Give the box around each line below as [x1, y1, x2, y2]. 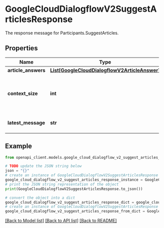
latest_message [7, 119, 45, 126]
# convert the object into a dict [5, 195, 76, 200]
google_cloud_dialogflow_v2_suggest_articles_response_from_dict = [5, 209, 145, 214]
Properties [5, 44, 38, 52]
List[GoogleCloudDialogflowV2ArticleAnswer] [50, 67, 160, 74]
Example [5, 142, 32, 150]
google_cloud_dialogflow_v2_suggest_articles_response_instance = [5, 177, 143, 183]
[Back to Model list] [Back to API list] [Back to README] [5, 218, 117, 224]
